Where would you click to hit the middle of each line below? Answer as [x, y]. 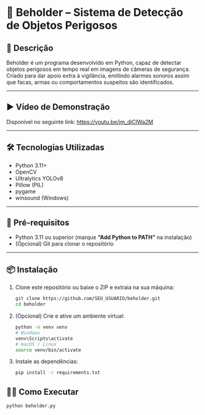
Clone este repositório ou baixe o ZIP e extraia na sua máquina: [95, 287]
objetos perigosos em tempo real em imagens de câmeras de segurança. [98, 69]
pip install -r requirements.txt [58, 373]
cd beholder [30, 304]
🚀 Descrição [30, 48]
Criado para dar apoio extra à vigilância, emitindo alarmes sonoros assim [98, 75]
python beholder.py [31, 406]
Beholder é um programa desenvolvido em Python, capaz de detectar [94, 63]
